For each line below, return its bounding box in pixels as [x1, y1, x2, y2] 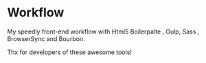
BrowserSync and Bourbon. [7, 34, 85, 42]
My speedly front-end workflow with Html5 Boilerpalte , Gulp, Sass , [7, 27, 200, 36]
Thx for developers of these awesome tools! [7, 48, 133, 56]
